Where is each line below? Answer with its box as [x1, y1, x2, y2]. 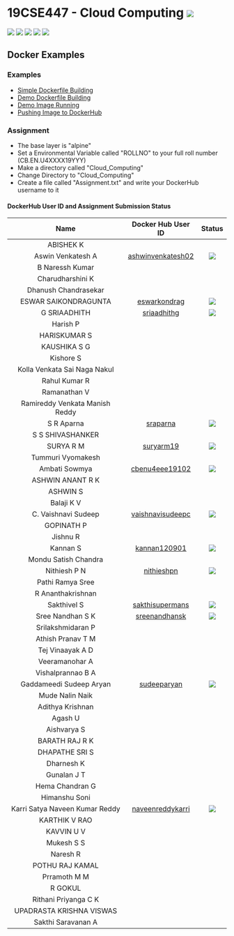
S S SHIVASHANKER [32, 430, 100, 440]
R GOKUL [49, 884, 81, 893]
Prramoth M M [42, 872, 89, 882]
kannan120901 [135, 543, 187, 553]
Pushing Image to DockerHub [17, 108, 102, 116]
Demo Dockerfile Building [17, 93, 91, 102]
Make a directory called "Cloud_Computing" [17, 163, 144, 172]
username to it [17, 186, 59, 194]
